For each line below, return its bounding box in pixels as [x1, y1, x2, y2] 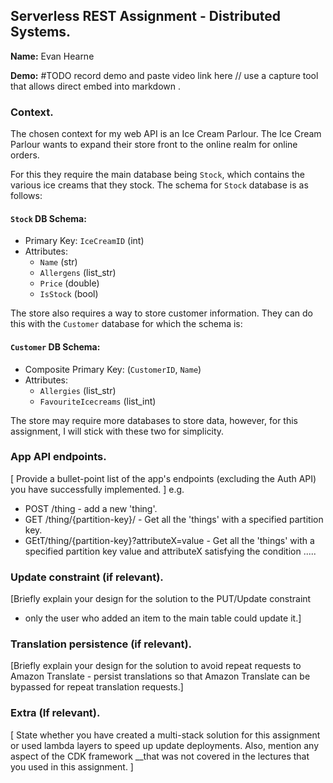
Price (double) [39, 277, 100, 289]
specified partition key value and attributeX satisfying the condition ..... [24, 545, 317, 557]
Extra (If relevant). [10, 706, 101, 720]
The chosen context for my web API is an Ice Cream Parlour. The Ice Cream [10, 128, 322, 140]
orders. [10, 149, 40, 161]
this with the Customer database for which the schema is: [10, 318, 243, 330]
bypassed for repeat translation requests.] [10, 681, 184, 693]
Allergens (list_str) [39, 267, 117, 279]
